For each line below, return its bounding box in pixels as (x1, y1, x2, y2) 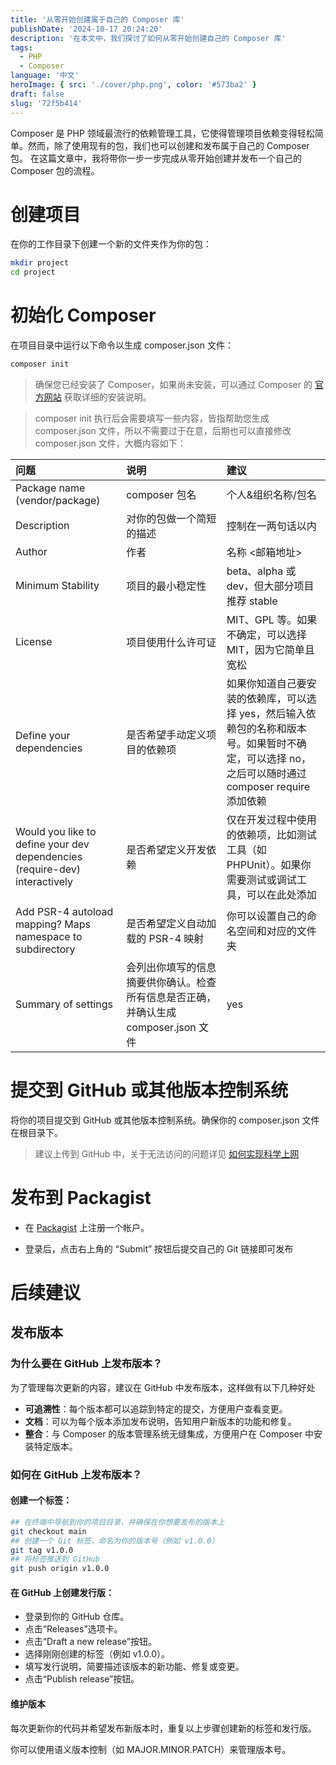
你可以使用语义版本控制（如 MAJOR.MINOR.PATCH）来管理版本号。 (10, 1743, 292, 1755)
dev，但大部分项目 (226, 579, 315, 593)
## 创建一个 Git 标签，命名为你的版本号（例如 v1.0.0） (10, 1536, 220, 1546)
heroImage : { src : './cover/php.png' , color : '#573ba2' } (10, 80, 257, 90)
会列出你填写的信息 (126, 961, 217, 974)
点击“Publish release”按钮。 (24, 1673, 140, 1685)
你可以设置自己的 (226, 909, 307, 923)
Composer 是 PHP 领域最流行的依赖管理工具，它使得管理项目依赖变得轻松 (10, 127, 315, 139)
